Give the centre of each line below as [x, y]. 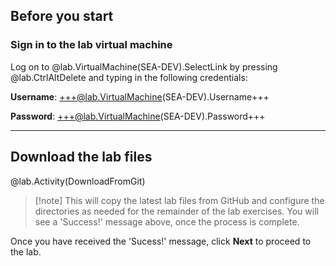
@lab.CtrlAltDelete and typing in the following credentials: [129, 77]
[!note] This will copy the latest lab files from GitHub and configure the [179, 200]
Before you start [62, 16]
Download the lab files [81, 157]
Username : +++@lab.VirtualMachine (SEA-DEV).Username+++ [140, 96]
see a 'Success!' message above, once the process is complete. [167, 221]
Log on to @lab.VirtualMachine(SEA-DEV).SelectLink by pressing [144, 66]
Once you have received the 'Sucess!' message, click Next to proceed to [161, 241]
